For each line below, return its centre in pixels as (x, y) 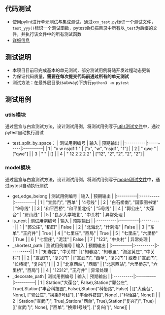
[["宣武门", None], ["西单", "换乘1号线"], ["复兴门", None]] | (71, 307)
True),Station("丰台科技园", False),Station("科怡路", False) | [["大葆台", (83, 288)
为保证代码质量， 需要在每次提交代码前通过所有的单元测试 (70, 76)
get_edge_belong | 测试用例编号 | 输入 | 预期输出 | (63, 196)
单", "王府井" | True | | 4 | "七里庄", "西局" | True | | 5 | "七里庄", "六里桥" (85, 233)
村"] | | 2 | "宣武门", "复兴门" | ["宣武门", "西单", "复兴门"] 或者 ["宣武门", (85, 258)
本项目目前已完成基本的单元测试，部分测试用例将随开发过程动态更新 (81, 70)
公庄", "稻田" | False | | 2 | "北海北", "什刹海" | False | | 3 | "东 (93, 227)
